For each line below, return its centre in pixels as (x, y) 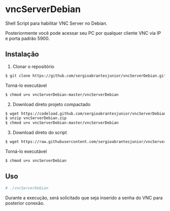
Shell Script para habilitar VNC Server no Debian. (56, 23)
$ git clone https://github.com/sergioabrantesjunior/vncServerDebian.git (86, 76)
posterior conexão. (25, 203)
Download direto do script (40, 133)
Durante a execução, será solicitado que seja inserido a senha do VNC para (84, 197)
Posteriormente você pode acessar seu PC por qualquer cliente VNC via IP (83, 33)
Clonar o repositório (33, 66)
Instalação (22, 54)
